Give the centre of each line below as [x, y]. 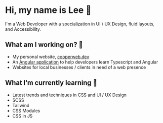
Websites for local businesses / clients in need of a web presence [79, 67]
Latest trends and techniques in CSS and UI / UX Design [69, 95]
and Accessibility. [23, 29]
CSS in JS [22, 116]
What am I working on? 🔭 [44, 45]
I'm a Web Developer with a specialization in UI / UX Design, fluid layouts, [80, 24]
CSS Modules [26, 111]
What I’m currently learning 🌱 [51, 83]
